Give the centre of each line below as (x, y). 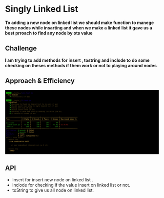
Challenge (21, 48)
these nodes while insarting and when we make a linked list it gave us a (79, 27)
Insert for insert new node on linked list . (53, 180)
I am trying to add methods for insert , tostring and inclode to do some (77, 60)
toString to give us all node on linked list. (53, 190)
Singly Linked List (42, 9)
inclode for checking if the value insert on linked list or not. (71, 185)
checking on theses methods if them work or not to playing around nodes (81, 65)
